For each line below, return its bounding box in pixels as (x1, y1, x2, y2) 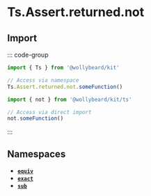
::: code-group (7, 50, 49, 59)
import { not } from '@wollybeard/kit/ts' (7, 96, 132, 103)
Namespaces (7, 148, 66, 160)
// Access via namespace (7, 76, 79, 84)
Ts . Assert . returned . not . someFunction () (7, 83, 123, 90)
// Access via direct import (7, 108, 92, 115)
